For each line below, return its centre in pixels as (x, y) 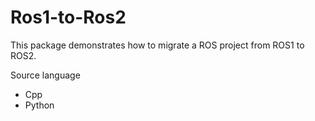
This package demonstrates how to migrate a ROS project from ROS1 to (157, 45)
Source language (45, 75)
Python (39, 105)
